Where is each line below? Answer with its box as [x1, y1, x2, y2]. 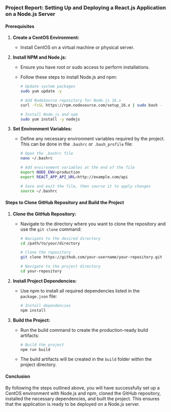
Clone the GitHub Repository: [12, 211, 77, 217]
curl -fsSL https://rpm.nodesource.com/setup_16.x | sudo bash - [20, 103, 162, 108]
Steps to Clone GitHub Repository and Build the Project [5, 200, 124, 206]
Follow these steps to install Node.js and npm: [20, 74, 117, 80]
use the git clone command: [20, 226, 82, 232]
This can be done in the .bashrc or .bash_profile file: [20, 141, 133, 147]
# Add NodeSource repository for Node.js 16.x [20, 98, 121, 103]
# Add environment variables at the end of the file [20, 165, 135, 170]
